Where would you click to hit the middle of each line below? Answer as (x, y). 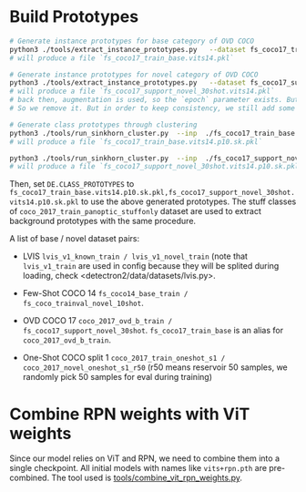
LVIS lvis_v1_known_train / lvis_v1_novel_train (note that (135, 256)
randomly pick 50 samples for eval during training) (117, 377)
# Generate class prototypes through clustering (103, 125)
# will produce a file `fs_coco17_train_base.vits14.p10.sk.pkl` (136, 142)
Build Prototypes (74, 17)
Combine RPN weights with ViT (130, 414)
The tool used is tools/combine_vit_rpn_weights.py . (147, 478)
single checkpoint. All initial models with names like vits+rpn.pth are (138, 468)
